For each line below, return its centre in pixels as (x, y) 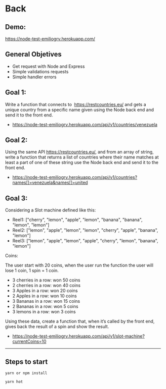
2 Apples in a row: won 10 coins (44, 296)
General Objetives (33, 54)
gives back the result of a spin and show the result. (57, 327)
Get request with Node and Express (48, 66)
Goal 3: (17, 198)
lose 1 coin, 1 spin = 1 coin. (32, 271)
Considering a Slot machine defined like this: (51, 210)
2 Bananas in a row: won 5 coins (45, 306)
